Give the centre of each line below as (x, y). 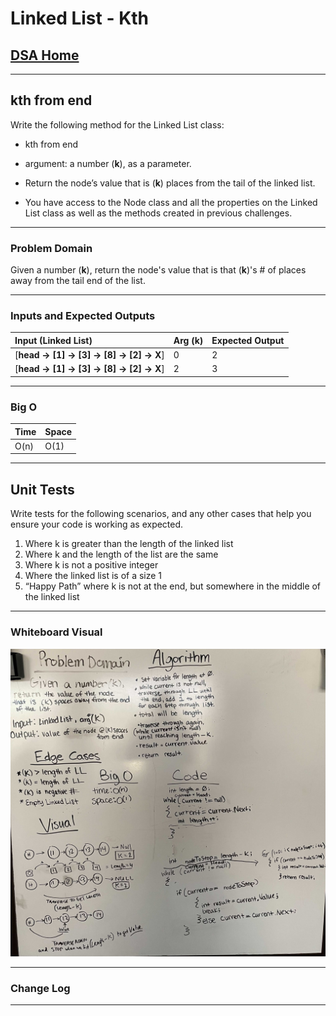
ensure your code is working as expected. (97, 524)
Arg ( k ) (188, 340)
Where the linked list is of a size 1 (93, 576)
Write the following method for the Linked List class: (117, 124)
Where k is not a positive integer (91, 565)
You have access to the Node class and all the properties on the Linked (171, 202)
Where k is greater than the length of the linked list (129, 544)
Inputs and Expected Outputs (83, 316)
